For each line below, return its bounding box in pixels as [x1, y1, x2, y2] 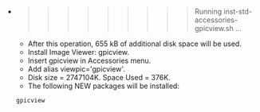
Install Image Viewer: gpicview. [27, 48, 130, 56]
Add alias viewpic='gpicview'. [27, 64, 125, 74]
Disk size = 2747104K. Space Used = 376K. [27, 73, 171, 82]
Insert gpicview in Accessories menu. [27, 56, 152, 65]
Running [194, 7, 223, 16]
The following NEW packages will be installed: [27, 81, 179, 91]
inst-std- [223, 7, 253, 16]
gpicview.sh [194, 24, 234, 33]
